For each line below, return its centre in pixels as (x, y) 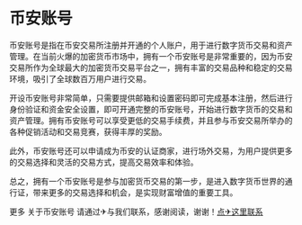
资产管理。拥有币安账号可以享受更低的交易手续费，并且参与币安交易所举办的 (151, 120)
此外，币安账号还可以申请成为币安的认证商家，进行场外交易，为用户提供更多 (151, 150)
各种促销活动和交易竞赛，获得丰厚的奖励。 (88, 131)
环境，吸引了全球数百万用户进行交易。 (80, 78)
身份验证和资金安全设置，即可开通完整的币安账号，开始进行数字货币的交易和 (151, 109)
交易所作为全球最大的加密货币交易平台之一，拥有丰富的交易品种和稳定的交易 (151, 67)
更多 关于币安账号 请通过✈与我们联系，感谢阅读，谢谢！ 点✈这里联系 (136, 211)
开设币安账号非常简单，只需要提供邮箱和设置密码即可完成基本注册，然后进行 (151, 98)
